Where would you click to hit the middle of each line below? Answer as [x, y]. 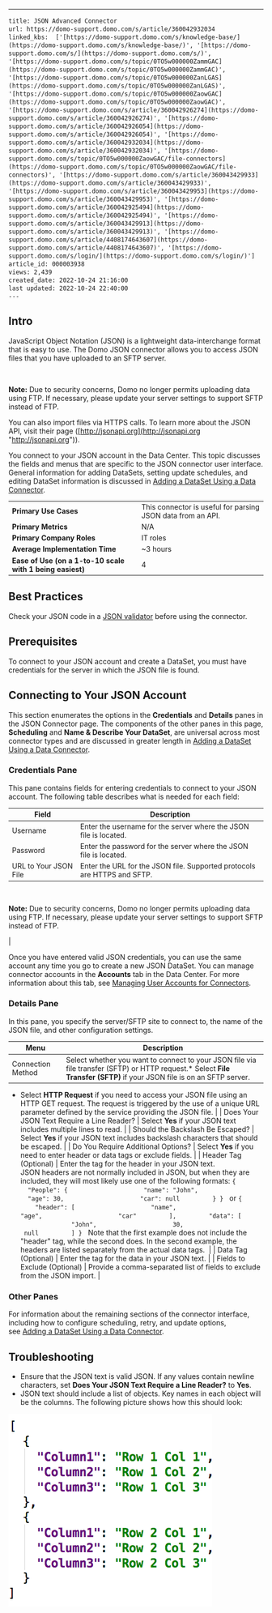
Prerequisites [43, 642]
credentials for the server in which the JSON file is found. [104, 670]
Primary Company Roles [53, 538]
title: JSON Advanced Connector [63, 21]
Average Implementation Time [64, 549]
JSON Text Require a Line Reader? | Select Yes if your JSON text [128, 1121]
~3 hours [157, 549]
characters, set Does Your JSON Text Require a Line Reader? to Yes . [136, 1385]
